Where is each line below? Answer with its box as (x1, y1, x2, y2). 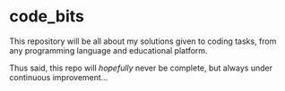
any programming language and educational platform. (9, 45, 208, 55)
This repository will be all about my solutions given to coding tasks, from (9, 36, 277, 46)
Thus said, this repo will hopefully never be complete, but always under (9, 62, 273, 73)
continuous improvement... (9, 71, 108, 82)
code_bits (9, 6, 85, 27)
